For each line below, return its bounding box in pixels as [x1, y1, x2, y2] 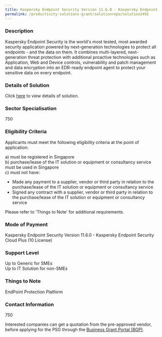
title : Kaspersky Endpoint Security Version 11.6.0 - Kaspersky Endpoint [5, 7, 158, 12]
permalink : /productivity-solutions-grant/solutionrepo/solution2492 [5, 12, 149, 17]
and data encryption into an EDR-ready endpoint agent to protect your [5, 64, 146, 71]
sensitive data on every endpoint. [5, 70, 72, 75]
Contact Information [5, 301, 54, 308]
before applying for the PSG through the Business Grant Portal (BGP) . [5, 326, 144, 332]
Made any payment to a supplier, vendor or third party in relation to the [12, 178, 154, 185]
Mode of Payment [5, 221, 48, 228]
